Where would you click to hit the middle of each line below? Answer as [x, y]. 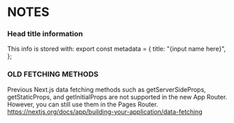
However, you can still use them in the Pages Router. [83, 104]
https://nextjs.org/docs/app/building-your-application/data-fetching [105, 111]
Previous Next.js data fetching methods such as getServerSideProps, [107, 89]
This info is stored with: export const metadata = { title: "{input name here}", [117, 49]
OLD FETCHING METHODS [53, 74]
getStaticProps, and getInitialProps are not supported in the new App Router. [117, 97]
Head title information [45, 34]
